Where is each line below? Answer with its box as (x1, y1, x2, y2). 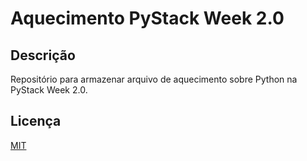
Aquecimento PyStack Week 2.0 (10, 7, 285, 30)
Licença (10, 113, 62, 130)
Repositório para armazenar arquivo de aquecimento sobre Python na (10, 73, 298, 85)
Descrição (10, 47, 76, 64)
